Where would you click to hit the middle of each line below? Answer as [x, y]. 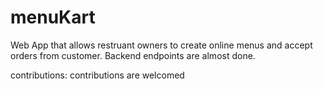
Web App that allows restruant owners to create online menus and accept [161, 45]
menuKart [53, 17]
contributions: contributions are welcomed [97, 75]
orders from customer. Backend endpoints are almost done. [133, 55]
